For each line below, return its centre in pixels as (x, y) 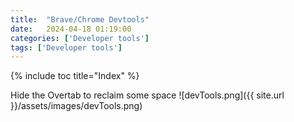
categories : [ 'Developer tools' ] (80, 38)
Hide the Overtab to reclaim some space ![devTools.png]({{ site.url (147, 95)
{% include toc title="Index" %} (75, 76)
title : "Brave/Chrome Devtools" (80, 19)
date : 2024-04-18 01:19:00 (71, 29)
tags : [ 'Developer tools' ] (66, 47)
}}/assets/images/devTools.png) (76, 106)
